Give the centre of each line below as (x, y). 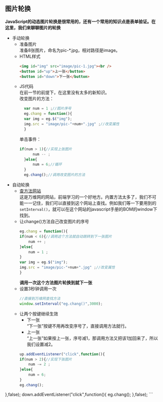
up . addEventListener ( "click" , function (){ (62, 354)
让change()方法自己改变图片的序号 (54, 222)
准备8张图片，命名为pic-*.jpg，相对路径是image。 (70, 50)
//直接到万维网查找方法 (40, 298)
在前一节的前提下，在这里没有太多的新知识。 (64, 92)
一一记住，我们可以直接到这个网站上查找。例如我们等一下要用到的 (90, 203)
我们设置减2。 (41, 344)
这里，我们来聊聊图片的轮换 (33, 27)
